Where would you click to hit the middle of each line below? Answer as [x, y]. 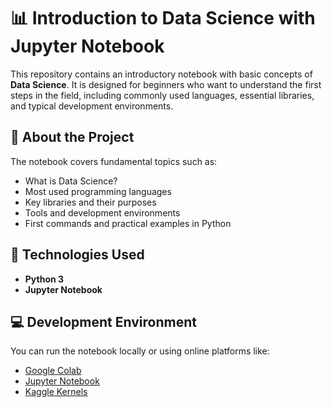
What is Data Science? [71, 181]
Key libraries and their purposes [90, 202]
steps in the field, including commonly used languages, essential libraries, [162, 95]
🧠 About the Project [72, 137]
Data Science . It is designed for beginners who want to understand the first [166, 84]
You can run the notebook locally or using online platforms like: [140, 351]
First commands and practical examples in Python [128, 223]
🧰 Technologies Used [77, 255]
